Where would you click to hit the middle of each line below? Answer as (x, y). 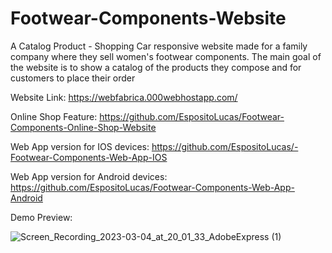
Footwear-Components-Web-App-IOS (89, 157)
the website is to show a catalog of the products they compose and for (156, 67)
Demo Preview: (41, 217)
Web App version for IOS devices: (80, 146)
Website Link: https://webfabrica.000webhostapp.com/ (124, 97)
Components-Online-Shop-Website (83, 127)
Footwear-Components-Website (148, 18)
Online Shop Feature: (54, 116)
